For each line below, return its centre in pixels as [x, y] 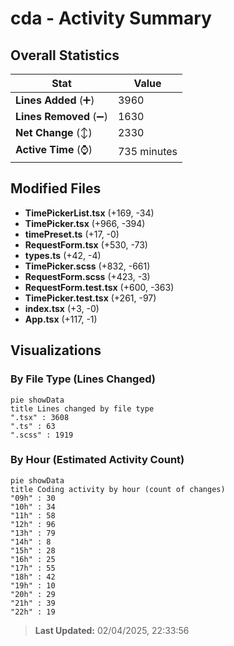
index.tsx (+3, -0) [62, 308]
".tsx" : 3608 [40, 417]
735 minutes [147, 151]
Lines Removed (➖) [61, 116]
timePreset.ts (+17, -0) [72, 234]
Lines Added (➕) [55, 100]
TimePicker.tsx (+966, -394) [85, 223]
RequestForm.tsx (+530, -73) [86, 244]
